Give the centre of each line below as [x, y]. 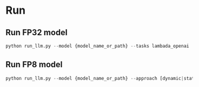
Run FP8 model [34, 65]
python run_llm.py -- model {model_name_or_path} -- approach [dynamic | [95, 78]
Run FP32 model [37, 32]
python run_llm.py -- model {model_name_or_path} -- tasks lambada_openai [97, 46]
